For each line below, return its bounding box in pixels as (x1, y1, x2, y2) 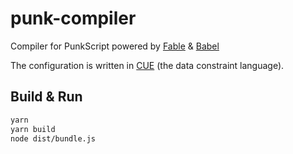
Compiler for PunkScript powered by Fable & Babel (10, 40, 220, 52)
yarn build (10, 124, 56, 134)
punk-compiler (10, 7, 137, 30)
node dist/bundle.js (10, 133, 97, 144)
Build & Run (10, 88, 83, 106)
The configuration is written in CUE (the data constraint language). (10, 59, 285, 71)
